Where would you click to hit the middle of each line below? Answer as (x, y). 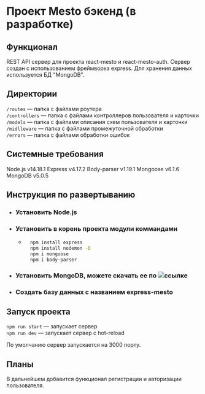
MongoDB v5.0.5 (28, 176)
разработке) (40, 24)
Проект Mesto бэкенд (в (71, 11)
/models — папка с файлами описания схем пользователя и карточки (97, 122)
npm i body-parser (53, 260)
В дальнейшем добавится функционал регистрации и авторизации (94, 379)
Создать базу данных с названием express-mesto (94, 292)
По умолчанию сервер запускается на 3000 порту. (74, 345)
